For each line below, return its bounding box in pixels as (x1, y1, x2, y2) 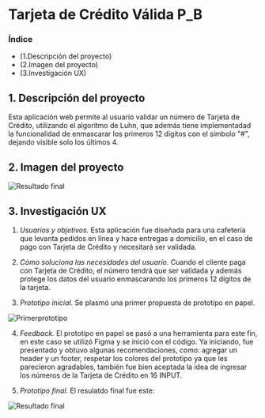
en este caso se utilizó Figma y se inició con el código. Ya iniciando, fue (19, 337, 254, 346)
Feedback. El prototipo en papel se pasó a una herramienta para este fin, (19, 328, 258, 337)
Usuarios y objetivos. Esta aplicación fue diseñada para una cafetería (19, 225, 246, 235)
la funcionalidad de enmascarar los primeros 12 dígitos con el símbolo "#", (8, 129, 251, 139)
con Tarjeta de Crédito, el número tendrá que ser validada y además (19, 265, 242, 275)
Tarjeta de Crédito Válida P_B (8, 6, 203, 24)
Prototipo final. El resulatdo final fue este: (19, 386, 155, 395)
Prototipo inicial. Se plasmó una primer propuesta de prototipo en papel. (19, 298, 256, 307)
